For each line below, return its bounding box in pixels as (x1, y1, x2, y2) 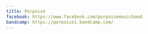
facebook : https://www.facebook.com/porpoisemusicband (6, 14, 143, 20)
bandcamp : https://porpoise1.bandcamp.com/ (6, 19, 114, 25)
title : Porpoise (6, 8, 46, 14)
